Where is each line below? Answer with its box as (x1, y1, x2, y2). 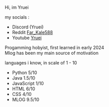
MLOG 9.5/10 (12, 96, 40, 102)
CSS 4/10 (12, 91, 32, 97)
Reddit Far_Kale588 (12, 29, 53, 35)
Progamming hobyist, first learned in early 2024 (5, 45, 104, 50)
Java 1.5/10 (12, 75, 36, 81)
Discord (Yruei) (12, 24, 44, 30)
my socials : (5, 14, 30, 20)
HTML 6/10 (12, 86, 35, 92)
